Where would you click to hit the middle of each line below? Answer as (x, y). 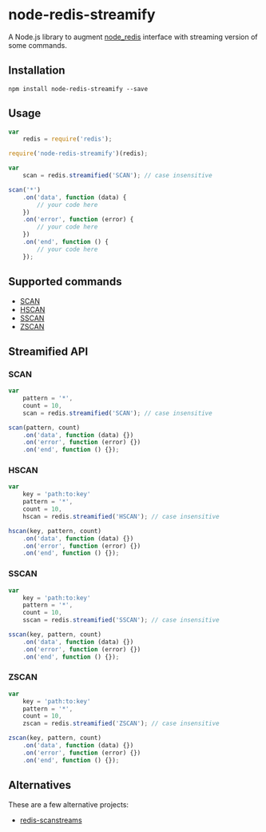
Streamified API (48, 351)
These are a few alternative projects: (69, 804)
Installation (37, 71)
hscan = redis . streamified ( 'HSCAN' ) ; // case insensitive (121, 516)
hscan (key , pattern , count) (55, 531)
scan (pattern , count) (44, 428)
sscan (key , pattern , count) (55, 635)
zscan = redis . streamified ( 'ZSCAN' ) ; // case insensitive (121, 724)
